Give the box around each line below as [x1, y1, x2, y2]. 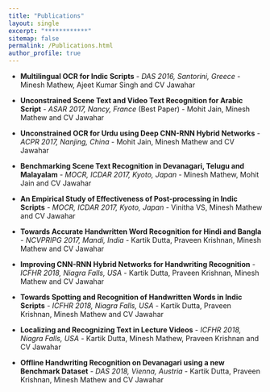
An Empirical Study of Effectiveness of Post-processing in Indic [19, 194, 238, 203]
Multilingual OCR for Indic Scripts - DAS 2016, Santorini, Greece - [19, 72, 241, 81]
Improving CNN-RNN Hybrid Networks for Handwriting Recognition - [19, 260, 256, 269]
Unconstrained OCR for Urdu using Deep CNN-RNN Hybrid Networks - [19, 128, 260, 138]
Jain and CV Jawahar [19, 178, 92, 188]
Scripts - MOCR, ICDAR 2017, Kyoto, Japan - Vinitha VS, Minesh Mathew [19, 202, 263, 212]
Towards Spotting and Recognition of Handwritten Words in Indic [19, 292, 243, 302]
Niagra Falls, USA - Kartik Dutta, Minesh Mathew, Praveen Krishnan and [19, 334, 260, 343]
